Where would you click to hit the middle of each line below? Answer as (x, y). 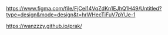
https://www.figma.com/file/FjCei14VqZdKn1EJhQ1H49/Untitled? (84, 8)
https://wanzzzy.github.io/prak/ (44, 26)
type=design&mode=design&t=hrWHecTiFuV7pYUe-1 (71, 15)
